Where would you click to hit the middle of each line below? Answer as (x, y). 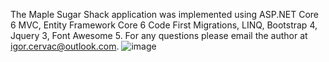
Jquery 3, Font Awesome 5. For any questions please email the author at (159, 35)
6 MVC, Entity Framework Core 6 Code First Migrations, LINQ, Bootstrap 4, (164, 25)
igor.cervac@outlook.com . (65, 46)
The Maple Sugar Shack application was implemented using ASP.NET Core (164, 14)
